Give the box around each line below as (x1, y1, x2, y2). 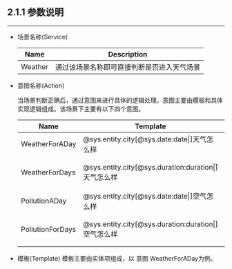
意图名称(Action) (17, 81, 65, 90)
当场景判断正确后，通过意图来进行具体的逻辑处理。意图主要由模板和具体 (17, 96, 223, 104)
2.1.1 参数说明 (7, 6, 64, 19)
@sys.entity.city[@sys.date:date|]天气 (82, 134, 207, 143)
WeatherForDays (20, 168, 76, 177)
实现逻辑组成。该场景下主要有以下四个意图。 (17, 104, 145, 112)
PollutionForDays (20, 224, 77, 234)
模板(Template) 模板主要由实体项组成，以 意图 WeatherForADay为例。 (17, 254, 217, 262)
